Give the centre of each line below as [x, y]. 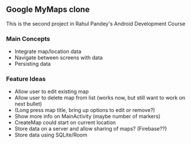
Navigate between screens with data [59, 58]
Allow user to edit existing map [51, 92]
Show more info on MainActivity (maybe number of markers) [87, 117]
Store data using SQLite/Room [51, 135]
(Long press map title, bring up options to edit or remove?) [85, 110]
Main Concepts [28, 38]
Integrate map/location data [48, 51]
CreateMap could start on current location [65, 122]
